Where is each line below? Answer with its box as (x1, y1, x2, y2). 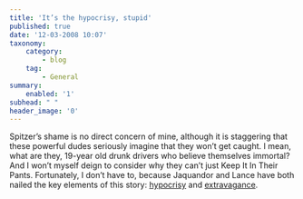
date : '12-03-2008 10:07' (9, 30, 107, 39)
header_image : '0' (9, 106, 79, 115)
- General (42, 73, 79, 82)
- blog (42, 55, 67, 65)
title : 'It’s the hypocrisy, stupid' (9, 13, 152, 23)
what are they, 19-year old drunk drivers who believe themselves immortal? (9, 151, 290, 162)
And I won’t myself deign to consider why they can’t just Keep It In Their (9, 160, 279, 171)
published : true (9, 22, 71, 31)
